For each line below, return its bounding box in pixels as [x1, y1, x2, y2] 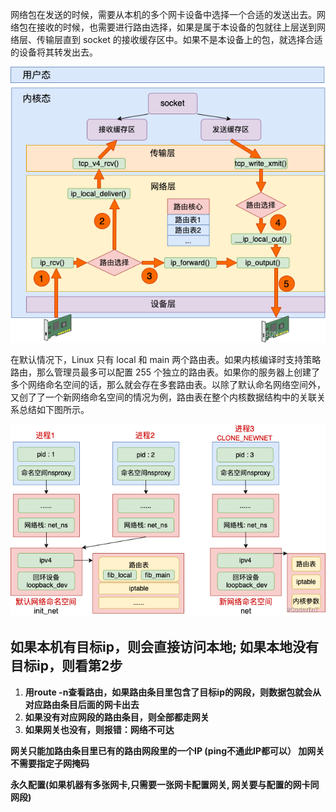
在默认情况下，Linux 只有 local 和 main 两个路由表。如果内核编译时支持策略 [10, 354, 322, 366]
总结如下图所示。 [18, 404, 90, 416]
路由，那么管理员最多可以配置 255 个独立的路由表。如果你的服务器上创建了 [10, 366, 321, 378]
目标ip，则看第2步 [10, 658, 123, 675]
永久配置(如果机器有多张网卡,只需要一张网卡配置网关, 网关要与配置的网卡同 [10, 778, 320, 790]
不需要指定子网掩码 [10, 757, 90, 769]
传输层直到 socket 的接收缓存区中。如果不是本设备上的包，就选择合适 [36, 34, 323, 45]
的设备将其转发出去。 [10, 46, 98, 58]
